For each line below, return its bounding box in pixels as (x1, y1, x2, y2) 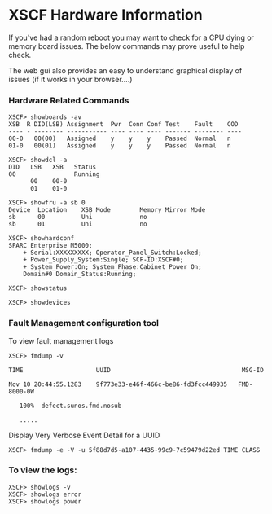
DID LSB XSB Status (8, 163, 96, 172)
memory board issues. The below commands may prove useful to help (8, 41, 245, 51)
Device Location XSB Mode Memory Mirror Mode (8, 206, 206, 214)
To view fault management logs (8, 336, 114, 345)
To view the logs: (8, 464, 77, 476)
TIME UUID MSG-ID (8, 366, 265, 374)
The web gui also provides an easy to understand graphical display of (8, 65, 243, 75)
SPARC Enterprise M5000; (8, 242, 93, 250)
